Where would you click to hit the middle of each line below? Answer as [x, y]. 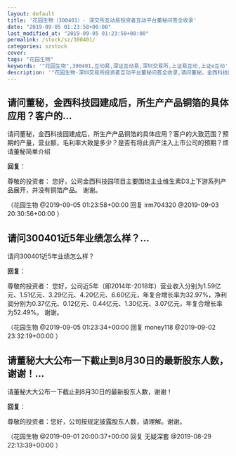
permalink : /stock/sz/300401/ [52, 40]
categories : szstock [38, 46]
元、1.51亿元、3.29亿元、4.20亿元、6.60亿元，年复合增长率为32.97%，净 [114, 295]
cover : [17, 53]
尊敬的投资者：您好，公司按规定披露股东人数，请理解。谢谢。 [97, 421]
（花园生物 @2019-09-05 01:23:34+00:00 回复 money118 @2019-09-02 [112, 328]
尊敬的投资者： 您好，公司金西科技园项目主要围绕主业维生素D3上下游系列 [114, 181]
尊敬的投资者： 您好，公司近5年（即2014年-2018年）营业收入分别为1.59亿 [114, 286]
